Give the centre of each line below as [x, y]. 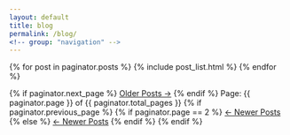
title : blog [31, 26]
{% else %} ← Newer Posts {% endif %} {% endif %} [106, 122]
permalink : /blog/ [43, 34]
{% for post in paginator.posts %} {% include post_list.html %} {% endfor [143, 67]
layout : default [39, 17]
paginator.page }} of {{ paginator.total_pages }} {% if [106, 103]
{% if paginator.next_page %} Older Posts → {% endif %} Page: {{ [130, 94]
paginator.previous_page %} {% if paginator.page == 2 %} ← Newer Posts [145, 112]
